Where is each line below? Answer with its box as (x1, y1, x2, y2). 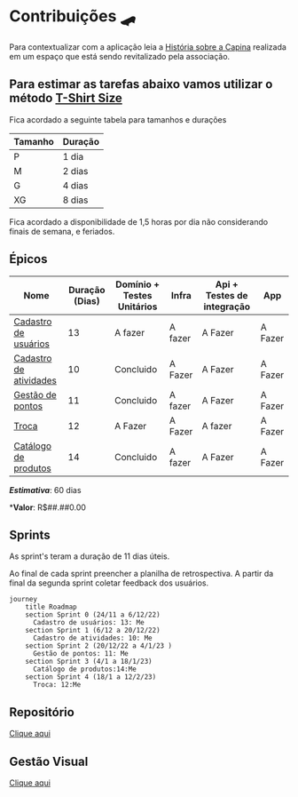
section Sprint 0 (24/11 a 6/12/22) (25, 610, 161, 619)
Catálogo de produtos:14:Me (32, 665, 137, 674)
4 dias (62, 179, 89, 191)
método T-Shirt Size (9, 91, 122, 106)
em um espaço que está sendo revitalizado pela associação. (9, 51, 231, 61)
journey (9, 595, 38, 604)
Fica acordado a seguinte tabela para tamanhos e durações (9, 114, 227, 124)
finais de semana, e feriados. (9, 226, 115, 236)
